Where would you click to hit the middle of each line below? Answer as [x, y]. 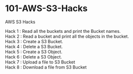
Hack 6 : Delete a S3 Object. [33, 57]
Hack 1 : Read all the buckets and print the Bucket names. [63, 31]
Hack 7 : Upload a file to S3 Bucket [40, 62]
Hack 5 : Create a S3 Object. [34, 52]
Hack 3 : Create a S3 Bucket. [34, 41]
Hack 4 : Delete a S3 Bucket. [34, 46]
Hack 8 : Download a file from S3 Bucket [46, 67]
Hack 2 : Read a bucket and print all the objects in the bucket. [67, 36]
